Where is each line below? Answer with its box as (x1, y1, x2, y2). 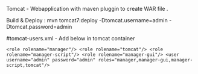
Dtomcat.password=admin (6, 23, 72, 30)
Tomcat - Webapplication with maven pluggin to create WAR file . (6, 5, 168, 12)
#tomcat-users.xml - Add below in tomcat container (6, 35, 135, 42)
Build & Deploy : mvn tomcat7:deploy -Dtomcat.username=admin (6, 17, 168, 23)
